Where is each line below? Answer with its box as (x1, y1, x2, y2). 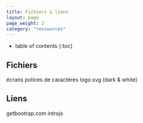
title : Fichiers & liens (6, 8, 69, 15)
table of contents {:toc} (14, 42, 73, 50)
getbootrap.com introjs (6, 110, 63, 117)
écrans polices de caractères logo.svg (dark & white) (6, 76, 138, 84)
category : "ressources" (6, 25, 66, 32)
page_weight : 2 (6, 20, 45, 26)
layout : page (6, 15, 39, 21)
